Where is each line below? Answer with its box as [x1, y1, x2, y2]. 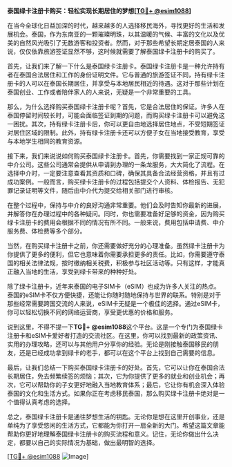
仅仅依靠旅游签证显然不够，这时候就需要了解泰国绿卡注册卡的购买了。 [19, 48, 219, 55]
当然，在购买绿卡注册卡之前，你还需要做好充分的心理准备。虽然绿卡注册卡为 [7, 242, 225, 249]
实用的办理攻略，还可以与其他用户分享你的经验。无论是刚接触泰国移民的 [7, 340, 213, 348]
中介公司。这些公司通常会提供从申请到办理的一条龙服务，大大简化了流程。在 [7, 160, 225, 169]
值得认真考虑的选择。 [12, 398, 74, 406]
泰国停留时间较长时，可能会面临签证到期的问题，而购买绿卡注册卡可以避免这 [7, 111, 225, 120]
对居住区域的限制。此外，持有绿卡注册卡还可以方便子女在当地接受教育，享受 [7, 128, 225, 137]
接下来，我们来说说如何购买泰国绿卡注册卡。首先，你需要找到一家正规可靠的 [7, 152, 225, 160]
